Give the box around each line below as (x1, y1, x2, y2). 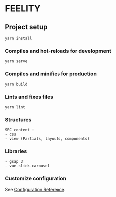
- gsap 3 (5, 159, 23, 164)
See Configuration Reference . (5, 186, 66, 192)
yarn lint (5, 104, 26, 110)
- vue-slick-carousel (5, 163, 50, 169)
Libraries (5, 148, 27, 155)
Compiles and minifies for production (5, 70, 97, 77)
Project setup (5, 23, 48, 31)
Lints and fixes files (5, 93, 54, 100)
